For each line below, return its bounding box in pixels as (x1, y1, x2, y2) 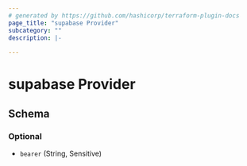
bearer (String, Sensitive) (19, 149, 102, 158)
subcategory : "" (8, 26, 62, 34)
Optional (8, 130, 42, 141)
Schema (8, 106, 50, 120)
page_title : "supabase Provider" (8, 19, 119, 27)
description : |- (8, 33, 62, 42)
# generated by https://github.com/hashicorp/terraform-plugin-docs (8, 11, 240, 20)
